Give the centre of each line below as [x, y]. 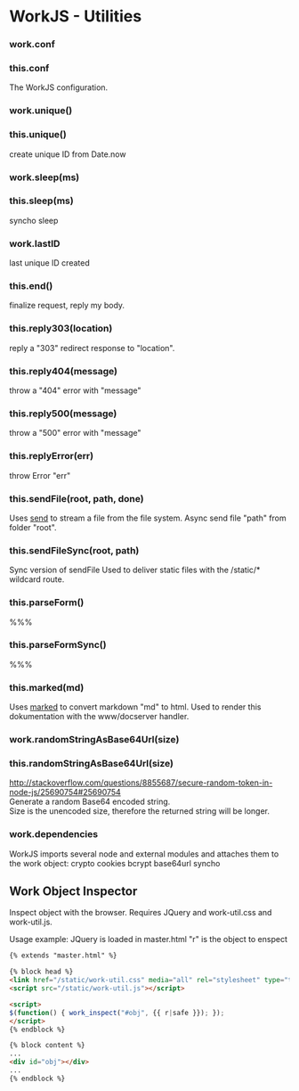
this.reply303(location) [61, 329]
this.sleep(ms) [41, 201]
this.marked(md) [47, 687]
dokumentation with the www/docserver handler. [99, 717]
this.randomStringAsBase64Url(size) [92, 763]
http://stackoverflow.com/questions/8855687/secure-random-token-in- [141, 783]
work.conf [32, 45]
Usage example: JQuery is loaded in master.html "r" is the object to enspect [148, 939]
